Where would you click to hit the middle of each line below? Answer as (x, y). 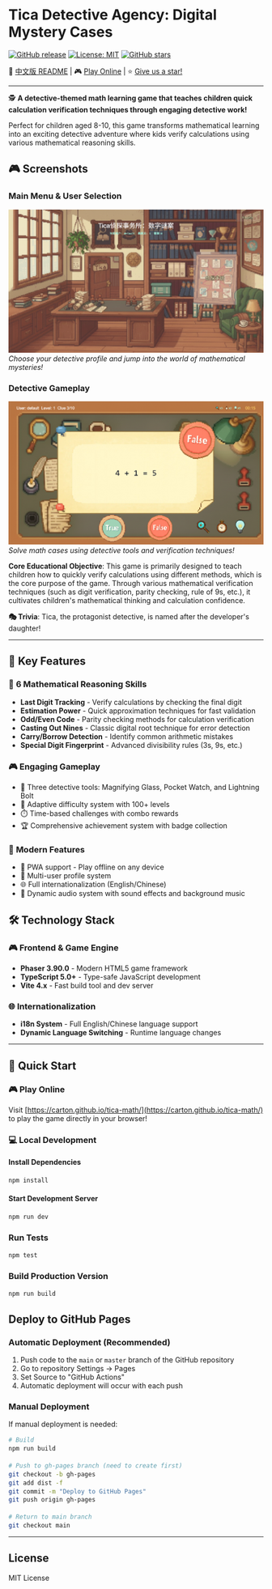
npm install (28, 1180)
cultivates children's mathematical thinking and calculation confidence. (127, 600)
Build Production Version (59, 1277)
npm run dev (28, 1217)
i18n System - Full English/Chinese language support (109, 1024)
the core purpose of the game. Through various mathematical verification (131, 583)
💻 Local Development (53, 1140)
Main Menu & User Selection (65, 196)
